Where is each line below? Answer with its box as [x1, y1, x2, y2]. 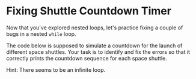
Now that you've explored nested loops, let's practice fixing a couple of [6, 24, 183, 31]
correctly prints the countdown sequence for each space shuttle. [6, 54, 167, 62]
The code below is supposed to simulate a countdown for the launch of [6, 42, 183, 49]
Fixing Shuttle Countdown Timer [6, 4, 171, 18]
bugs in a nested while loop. [6, 30, 76, 37]
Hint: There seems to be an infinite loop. [6, 66, 106, 73]
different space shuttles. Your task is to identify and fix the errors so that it [6, 48, 191, 55]
